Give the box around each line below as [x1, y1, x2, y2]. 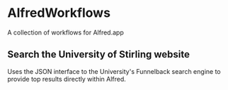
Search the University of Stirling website [7, 49, 190, 60]
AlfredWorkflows [7, 5, 111, 21]
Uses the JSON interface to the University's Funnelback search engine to [7, 67, 221, 75]
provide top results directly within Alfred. [7, 75, 126, 83]
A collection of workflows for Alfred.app [7, 28, 124, 37]
